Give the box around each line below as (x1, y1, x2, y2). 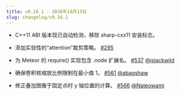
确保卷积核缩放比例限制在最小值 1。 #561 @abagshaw (14, 69, 149, 76)
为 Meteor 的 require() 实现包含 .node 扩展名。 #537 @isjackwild (14, 56, 175, 64)
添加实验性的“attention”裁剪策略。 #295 (14, 44, 114, 51)
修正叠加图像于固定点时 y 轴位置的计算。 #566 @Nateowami (14, 81, 165, 89)
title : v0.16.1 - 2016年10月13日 (6, 8, 87, 15)
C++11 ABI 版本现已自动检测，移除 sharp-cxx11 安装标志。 (14, 31, 158, 39)
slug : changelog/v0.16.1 (6, 14, 68, 20)
